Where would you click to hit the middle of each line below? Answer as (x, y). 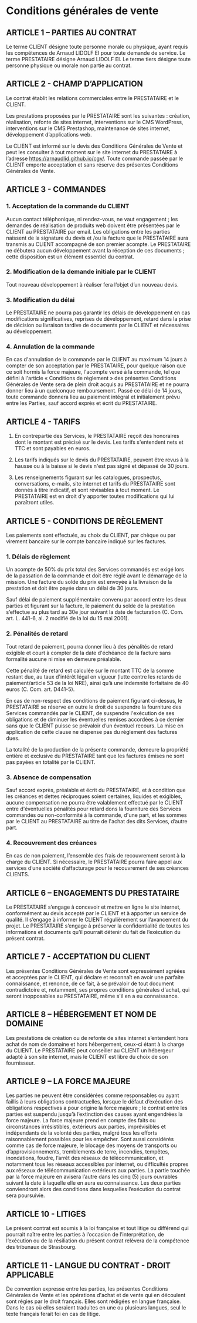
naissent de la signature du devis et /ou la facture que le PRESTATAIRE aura (97, 238)
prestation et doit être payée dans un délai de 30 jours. (72, 588)
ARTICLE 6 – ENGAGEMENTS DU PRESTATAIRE (93, 893)
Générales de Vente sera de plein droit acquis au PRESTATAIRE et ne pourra (98, 384)
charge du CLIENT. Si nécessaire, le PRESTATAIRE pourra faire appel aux (94, 862)
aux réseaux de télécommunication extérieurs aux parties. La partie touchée (98, 1171)
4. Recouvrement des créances (52, 843)
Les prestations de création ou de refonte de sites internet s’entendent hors (97, 1038)
